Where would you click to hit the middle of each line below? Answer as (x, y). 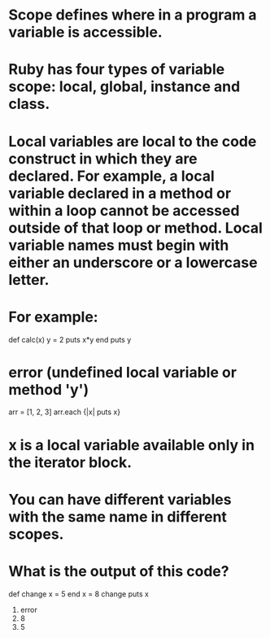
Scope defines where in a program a (133, 15)
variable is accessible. (85, 32)
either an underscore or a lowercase (133, 262)
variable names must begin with (119, 245)
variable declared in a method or (120, 193)
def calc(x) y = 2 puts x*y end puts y (70, 339)
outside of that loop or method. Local (135, 227)
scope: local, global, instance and (124, 87)
